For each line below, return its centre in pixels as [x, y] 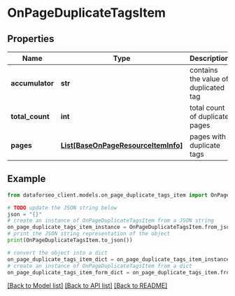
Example [27, 179]
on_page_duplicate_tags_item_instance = [67, 227]
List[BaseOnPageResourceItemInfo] [122, 145]
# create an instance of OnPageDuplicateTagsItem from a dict [100, 266]
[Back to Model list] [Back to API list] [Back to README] [87, 286]
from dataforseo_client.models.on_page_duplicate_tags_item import [108, 195]
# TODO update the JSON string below [62, 208]
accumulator [33, 83]
